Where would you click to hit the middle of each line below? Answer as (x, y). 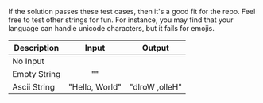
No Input (29, 61)
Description (37, 48)
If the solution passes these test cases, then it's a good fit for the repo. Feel (132, 11)
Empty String (37, 74)
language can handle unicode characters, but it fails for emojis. (111, 28)
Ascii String (34, 87)
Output (155, 48)
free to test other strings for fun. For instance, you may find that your (121, 20)
